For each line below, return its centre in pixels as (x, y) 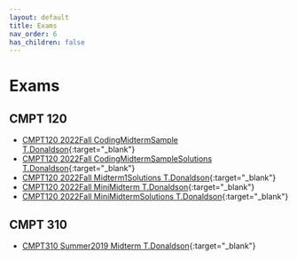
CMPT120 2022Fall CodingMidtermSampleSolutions (117, 159)
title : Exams (33, 26)
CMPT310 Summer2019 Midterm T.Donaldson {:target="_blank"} (139, 246)
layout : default (39, 17)
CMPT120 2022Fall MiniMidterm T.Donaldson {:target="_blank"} (138, 187)
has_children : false (47, 42)
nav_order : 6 (33, 34)
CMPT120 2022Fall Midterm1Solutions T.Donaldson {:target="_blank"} (149, 177)
